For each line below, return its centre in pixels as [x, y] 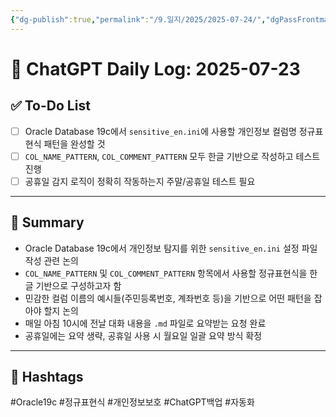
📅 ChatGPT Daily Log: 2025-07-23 [155, 68]
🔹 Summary [47, 222]
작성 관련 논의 [51, 260]
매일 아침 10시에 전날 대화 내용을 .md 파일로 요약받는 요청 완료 [145, 323]
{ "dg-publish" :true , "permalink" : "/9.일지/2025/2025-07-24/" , [138, 19]
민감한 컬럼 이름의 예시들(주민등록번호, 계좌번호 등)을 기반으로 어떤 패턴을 [168, 298]
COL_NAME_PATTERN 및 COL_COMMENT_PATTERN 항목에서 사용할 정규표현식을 [166, 273]
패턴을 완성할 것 [74, 143]
